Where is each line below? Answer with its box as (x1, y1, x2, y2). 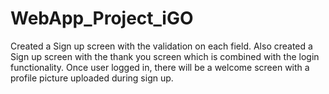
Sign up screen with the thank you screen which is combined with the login (10, 50, 320, 62)
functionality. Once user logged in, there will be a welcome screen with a (10, 61, 310, 73)
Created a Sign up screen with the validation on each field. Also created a (10, 40, 313, 52)
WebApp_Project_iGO (10, 7, 194, 30)
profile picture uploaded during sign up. (10, 72, 174, 84)
